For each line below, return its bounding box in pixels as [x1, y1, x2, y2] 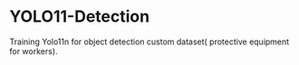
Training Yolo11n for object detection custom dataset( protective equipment [9, 36, 290, 47]
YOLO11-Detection [9, 6, 150, 27]
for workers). [9, 45, 58, 56]
